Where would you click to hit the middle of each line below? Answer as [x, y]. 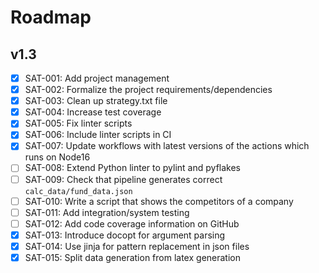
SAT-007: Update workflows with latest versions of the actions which [167, 146]
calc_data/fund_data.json [78, 191]
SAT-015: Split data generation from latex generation [132, 257]
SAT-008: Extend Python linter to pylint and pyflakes [132, 168]
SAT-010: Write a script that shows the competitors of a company [159, 201]
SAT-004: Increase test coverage [93, 112]
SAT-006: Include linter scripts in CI [98, 135]
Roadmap [51, 17]
